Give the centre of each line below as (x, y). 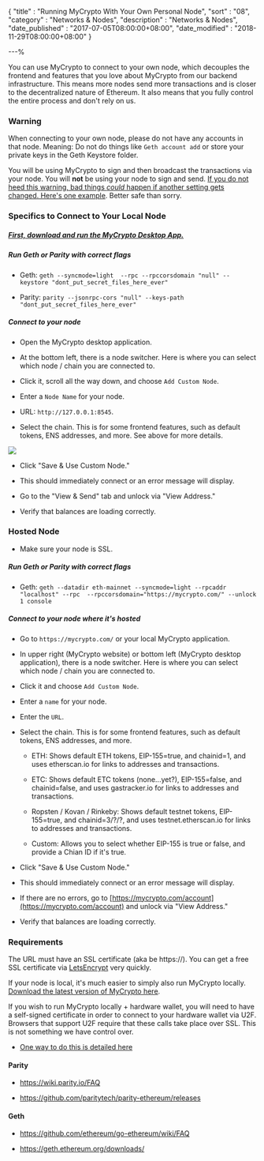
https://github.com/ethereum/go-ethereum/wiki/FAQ (104, 1133)
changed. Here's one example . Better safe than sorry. (95, 196)
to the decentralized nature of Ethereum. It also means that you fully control (131, 92)
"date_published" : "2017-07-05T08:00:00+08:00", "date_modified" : (121, 28)
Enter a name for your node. (63, 701)
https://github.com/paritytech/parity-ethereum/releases (110, 1098)
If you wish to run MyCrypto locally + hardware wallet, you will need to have (131, 1007)
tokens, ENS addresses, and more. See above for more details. (121, 435)
